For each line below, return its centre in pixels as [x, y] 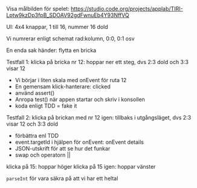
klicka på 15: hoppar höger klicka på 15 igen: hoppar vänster [81, 167]
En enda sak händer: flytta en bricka [51, 50]
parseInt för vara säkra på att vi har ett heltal [62, 178]
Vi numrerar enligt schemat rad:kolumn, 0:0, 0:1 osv [70, 38]
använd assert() [35, 93]
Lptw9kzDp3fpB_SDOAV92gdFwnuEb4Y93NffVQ [68, 15]
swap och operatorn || [43, 155]
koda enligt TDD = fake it [46, 106]
